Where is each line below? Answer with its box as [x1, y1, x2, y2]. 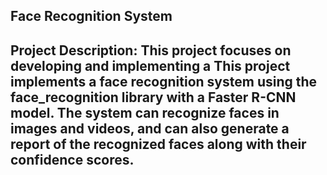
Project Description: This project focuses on [10, 42, 292, 59]
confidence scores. [10, 151, 135, 168]
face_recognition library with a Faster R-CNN [10, 89, 297, 106]
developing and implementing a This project [10, 57, 291, 74]
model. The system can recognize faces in [10, 104, 280, 121]
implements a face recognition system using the [10, 73, 318, 90]
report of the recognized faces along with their [10, 135, 307, 153]
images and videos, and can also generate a [10, 120, 290, 137]
